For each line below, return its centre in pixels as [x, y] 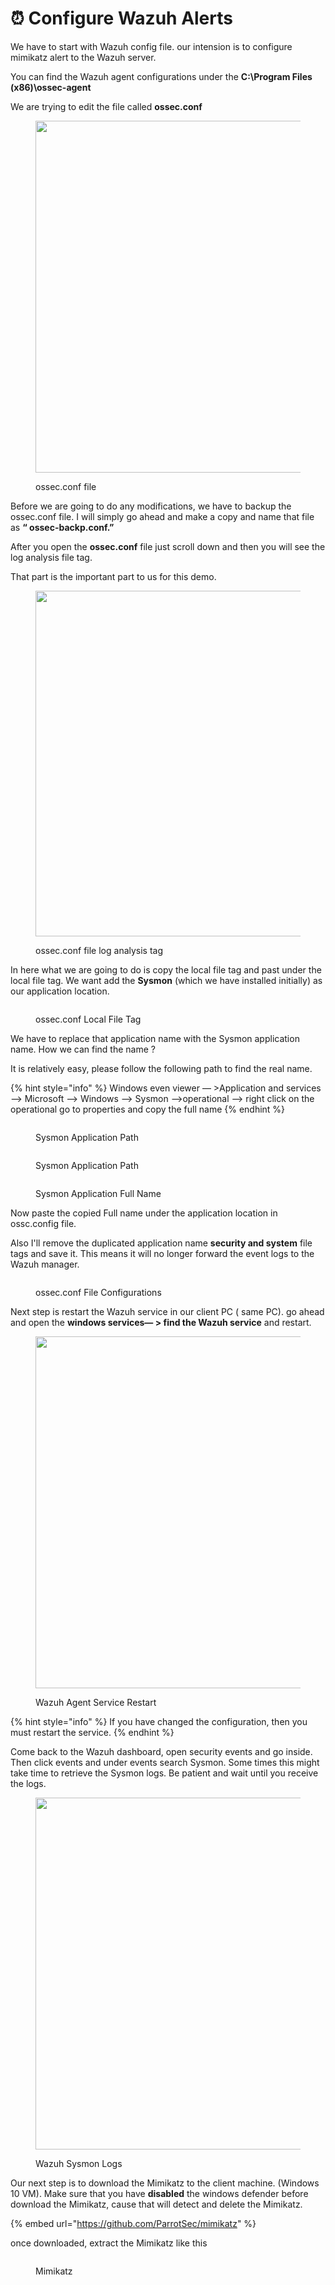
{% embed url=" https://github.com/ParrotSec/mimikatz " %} [133, 2223]
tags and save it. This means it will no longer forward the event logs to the [162, 1253]
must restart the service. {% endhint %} [92, 1732]
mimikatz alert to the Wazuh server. [83, 57]
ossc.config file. [43, 1223]
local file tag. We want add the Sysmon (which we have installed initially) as [166, 980]
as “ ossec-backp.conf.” [62, 527]
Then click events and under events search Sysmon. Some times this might [165, 1762]
